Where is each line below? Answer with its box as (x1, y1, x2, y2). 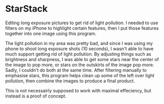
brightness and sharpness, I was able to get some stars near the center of (5, 56, 159, 62)
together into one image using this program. (5, 30, 97, 36)
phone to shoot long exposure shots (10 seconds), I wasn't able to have (5, 45, 154, 51)
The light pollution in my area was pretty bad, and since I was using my (5, 40, 153, 46)
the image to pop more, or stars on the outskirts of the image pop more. (5, 62, 154, 68)
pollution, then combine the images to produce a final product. (5, 78, 135, 84)
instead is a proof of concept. (5, 93, 67, 99)
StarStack (5, 3, 48, 15)
